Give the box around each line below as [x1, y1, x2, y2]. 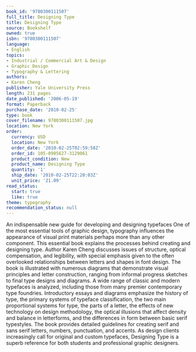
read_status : [6, 183, 38, 189]
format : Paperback [6, 101, 51, 107]
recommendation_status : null [6, 205, 77, 211]
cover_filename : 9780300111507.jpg [6, 118, 93, 124]
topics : [6, 52, 25, 58]
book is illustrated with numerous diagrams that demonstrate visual [6, 265, 168, 272]
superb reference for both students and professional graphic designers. [6, 340, 180, 347]
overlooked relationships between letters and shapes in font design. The [6, 259, 181, 266]
